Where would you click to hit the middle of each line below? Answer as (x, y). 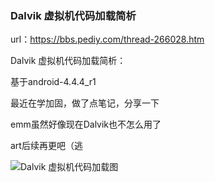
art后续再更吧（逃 (46, 146)
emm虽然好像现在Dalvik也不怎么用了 (86, 124)
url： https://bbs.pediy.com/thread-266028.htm (107, 39)
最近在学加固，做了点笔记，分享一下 (85, 103)
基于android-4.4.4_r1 (53, 82)
